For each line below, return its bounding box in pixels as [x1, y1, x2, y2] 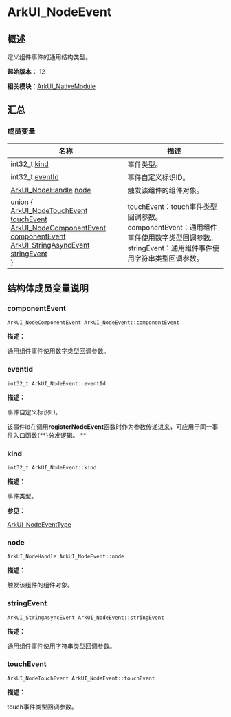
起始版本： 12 [7, 68, 46, 76]
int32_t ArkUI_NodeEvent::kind [7, 464, 97, 471]
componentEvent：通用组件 [127, 222, 218, 232]
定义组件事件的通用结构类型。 [7, 53, 91, 61]
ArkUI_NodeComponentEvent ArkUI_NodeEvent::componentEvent [7, 319, 180, 326]
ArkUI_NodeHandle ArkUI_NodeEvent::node [7, 553, 125, 561]
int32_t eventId [10, 172, 59, 181]
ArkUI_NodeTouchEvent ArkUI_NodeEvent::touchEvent [7, 675, 155, 682]
